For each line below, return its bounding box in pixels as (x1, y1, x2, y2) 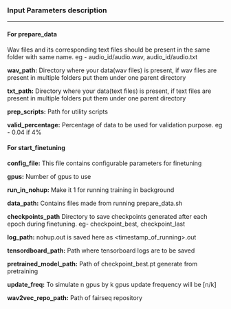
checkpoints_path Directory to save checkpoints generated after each (7, 212, 208, 220)
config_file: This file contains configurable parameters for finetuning (7, 159, 202, 167)
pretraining (7, 267, 38, 275)
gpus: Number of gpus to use (7, 172, 91, 180)
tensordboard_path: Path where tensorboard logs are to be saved (7, 246, 195, 255)
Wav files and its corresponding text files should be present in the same (7, 45, 210, 54)
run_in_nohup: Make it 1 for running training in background (7, 185, 175, 194)
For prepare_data (7, 30, 57, 38)
